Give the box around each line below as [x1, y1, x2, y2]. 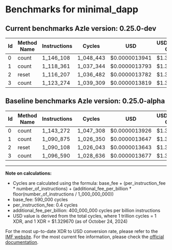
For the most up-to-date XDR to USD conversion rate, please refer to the [5, 228, 158, 234]
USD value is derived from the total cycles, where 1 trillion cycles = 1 [12, 213, 157, 219]
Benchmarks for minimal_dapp [5, 4, 139, 15]
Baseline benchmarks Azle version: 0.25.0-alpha [5, 97, 165, 106]
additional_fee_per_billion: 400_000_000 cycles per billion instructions [12, 207, 160, 214]
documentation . [5, 239, 39, 245]
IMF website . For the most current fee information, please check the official [5, 234, 164, 240]
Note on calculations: [5, 170, 52, 176]
